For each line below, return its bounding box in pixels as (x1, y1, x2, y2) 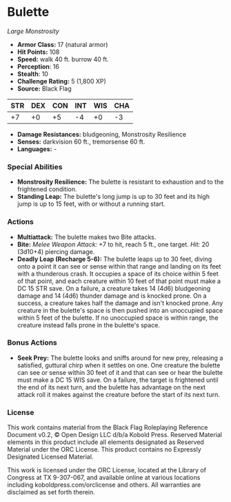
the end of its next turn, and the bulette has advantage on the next (17, 383, 205, 391)
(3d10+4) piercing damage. (17, 247, 95, 255)
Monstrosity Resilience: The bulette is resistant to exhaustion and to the (17, 177, 224, 186)
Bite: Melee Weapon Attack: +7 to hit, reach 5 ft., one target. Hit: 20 (17, 240, 210, 249)
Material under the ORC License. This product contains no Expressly (7, 445, 201, 454)
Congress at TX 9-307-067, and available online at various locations (7, 474, 201, 482)
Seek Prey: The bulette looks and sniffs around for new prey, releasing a (17, 354, 223, 362)
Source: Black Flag (17, 84, 72, 93)
